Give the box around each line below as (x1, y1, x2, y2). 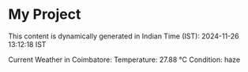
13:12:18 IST (8, 39, 47, 49)
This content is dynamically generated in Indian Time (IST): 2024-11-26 (8, 31, 239, 41)
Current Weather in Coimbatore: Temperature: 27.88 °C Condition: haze (8, 55, 241, 64)
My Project (8, 5, 81, 23)
